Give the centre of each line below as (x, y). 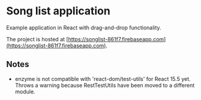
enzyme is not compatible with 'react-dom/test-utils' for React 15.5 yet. (103, 78)
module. (25, 92)
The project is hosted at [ (37, 39)
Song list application (58, 11)
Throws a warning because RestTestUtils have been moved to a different (105, 85)
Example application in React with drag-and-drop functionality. (84, 28)
